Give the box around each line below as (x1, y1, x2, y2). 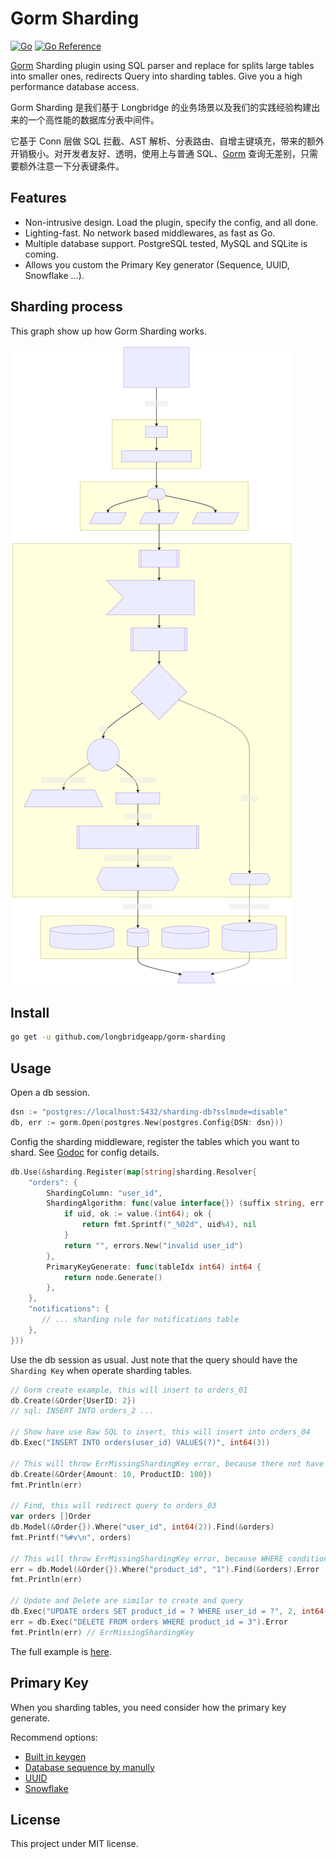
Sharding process (10, 298, 123, 316)
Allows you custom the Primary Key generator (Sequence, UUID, (24, 258, 290, 271)
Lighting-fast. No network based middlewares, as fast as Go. (24, 227, 276, 239)
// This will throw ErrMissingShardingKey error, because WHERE (10, 1553, 284, 1564)
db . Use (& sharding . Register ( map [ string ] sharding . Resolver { (10, 1167, 257, 1177)
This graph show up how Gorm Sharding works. (10, 325, 207, 337)
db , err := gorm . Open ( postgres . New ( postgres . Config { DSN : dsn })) (10, 1117, 284, 1127)
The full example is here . (10, 1645, 112, 1657)
